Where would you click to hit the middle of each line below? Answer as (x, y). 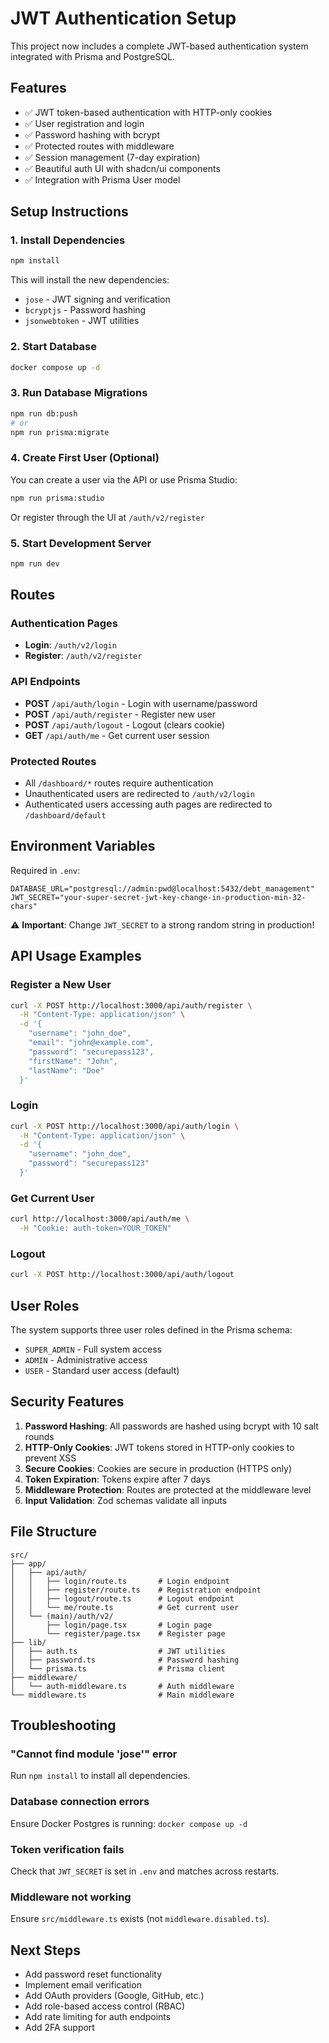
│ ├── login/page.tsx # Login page (111, 1625)
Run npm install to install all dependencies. (100, 1776)
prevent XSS (50, 1458)
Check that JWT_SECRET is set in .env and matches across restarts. (145, 1871)
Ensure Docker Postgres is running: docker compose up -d (129, 1823)
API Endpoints (45, 682)
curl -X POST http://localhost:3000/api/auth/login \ (125, 1126)
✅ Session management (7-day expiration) (112, 157)
